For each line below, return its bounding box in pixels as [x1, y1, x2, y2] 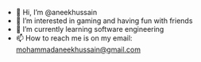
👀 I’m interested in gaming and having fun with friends [15, 16, 193, 25]
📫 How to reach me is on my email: [15, 33, 133, 43]
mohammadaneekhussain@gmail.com [15, 45, 141, 54]
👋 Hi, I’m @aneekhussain [15, 8, 98, 17]
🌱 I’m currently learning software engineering [15, 25, 164, 33]
